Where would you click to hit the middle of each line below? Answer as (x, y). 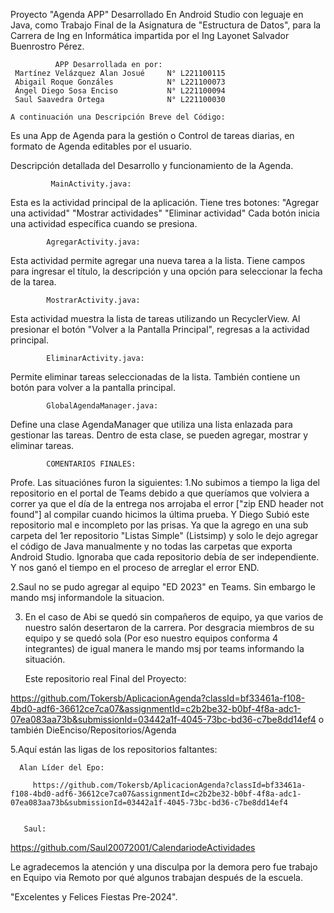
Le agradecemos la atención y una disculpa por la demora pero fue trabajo (164, 867)
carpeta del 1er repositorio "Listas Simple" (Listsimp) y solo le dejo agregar (164, 535)
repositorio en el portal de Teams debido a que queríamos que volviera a (160, 493)
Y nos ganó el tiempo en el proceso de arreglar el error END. (135, 567)
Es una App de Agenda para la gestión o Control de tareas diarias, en (152, 135)
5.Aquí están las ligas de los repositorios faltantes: (114, 749)
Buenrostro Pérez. (47, 46)
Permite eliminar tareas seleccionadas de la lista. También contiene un (155, 377)
